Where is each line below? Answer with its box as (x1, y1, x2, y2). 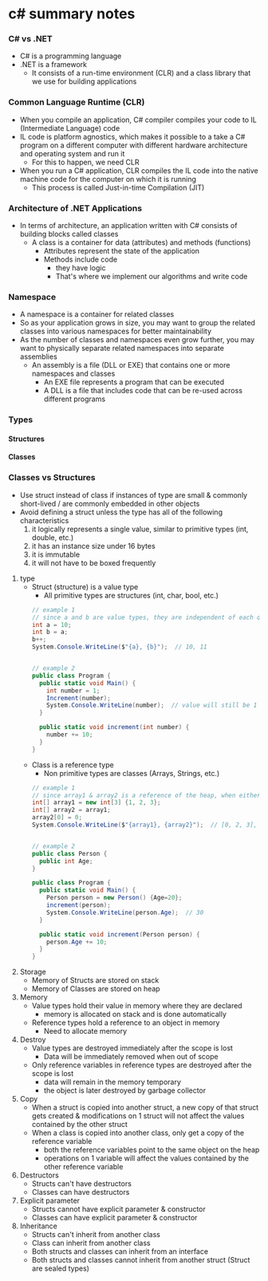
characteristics (19, 515, 69, 525)
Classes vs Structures (8, 472, 96, 483)
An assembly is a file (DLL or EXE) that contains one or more (31, 361, 231, 370)
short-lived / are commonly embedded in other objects (19, 499, 200, 508)
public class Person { (31, 849, 108, 857)
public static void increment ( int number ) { (38, 723, 190, 731)
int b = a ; (31, 628, 69, 637)
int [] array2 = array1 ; (31, 806, 112, 814)
